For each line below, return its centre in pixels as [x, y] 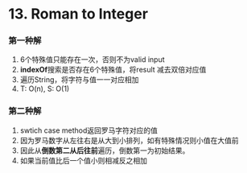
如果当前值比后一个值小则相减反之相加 [83, 160]
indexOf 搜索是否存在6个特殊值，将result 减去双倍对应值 [113, 70]
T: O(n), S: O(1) [45, 89]
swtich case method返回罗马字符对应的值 [89, 130]
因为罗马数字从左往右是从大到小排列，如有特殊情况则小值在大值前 [129, 140]
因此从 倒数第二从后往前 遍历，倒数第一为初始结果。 [105, 150]
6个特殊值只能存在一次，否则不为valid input [92, 60]
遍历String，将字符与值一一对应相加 [79, 80]
